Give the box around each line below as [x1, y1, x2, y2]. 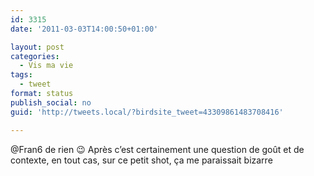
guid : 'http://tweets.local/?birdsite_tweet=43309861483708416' [10, 107, 284, 117]
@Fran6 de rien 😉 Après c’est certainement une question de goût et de [10, 143, 305, 155]
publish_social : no [10, 97, 92, 108]
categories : [10, 51, 60, 61]
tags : [10, 70, 33, 80]
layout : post [10, 42, 65, 52]
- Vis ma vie [19, 61, 74, 71]
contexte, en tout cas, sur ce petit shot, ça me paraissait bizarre [10, 154, 273, 166]
